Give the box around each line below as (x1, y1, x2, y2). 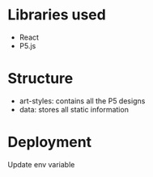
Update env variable (7, 159, 75, 169)
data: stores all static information (19, 104, 129, 114)
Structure (7, 70, 74, 88)
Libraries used (7, 6, 106, 24)
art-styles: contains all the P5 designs (19, 95, 146, 106)
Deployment (7, 133, 92, 151)
